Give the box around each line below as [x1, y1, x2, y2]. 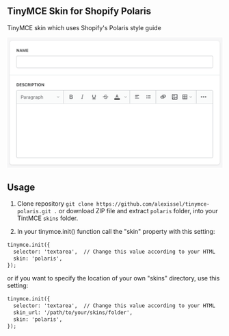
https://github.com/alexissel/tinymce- [96, 201, 210, 208]
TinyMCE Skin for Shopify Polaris [7, 5, 152, 17]
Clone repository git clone [16, 200, 94, 208]
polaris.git [16, 208, 51, 215]
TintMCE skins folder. [16, 214, 79, 222]
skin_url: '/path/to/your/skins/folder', [13, 309, 133, 316]
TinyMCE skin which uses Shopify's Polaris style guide [7, 23, 162, 32]
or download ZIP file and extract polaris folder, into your [58, 207, 218, 215]
